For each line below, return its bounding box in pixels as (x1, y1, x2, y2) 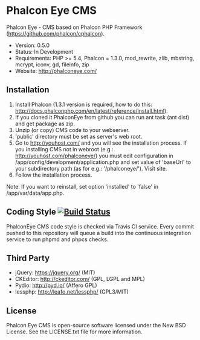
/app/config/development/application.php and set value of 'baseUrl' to (15, 158, 192, 166)
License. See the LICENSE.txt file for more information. (6, 328, 143, 335)
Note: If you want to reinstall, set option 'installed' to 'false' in (6, 183, 159, 190)
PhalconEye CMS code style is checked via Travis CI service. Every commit (6, 222, 195, 230)
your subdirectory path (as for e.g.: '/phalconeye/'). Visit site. (15, 165, 167, 172)
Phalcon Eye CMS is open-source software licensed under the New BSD (6, 322, 186, 329)
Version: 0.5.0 (15, 42, 50, 49)
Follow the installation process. (15, 171, 92, 178)
